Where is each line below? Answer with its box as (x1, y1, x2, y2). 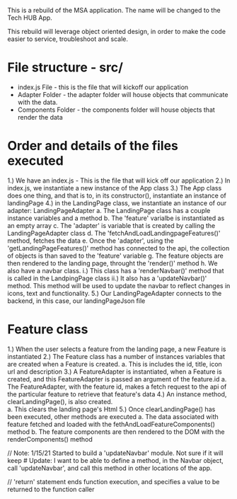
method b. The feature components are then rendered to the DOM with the (7, 428, 225, 436)
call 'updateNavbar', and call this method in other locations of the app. (7, 464, 212, 472)
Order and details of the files (7, 138, 179, 154)
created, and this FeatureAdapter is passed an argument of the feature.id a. (7, 374, 227, 383)
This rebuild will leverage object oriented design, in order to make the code (7, 28, 226, 35)
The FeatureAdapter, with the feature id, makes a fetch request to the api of (7, 382, 227, 391)
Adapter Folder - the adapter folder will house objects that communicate (17, 90, 229, 98)
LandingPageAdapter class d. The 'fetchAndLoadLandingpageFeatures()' (7, 229, 221, 237)
